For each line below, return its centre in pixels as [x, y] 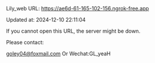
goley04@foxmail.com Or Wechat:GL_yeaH [58, 54]
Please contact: [25, 42]
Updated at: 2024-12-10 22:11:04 [46, 20]
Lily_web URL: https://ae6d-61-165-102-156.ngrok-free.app [77, 8]
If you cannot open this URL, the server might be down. [73, 31]
